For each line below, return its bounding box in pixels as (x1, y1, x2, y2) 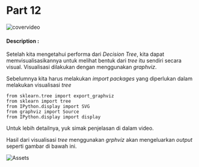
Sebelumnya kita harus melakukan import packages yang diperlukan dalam (6, 75, 193, 82)
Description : (6, 37, 40, 44)
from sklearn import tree (6, 99, 71, 105)
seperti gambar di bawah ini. (6, 142, 77, 150)
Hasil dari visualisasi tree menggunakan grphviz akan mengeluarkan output (6, 136, 193, 144)
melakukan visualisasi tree (6, 82, 72, 89)
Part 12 (6, 4, 41, 17)
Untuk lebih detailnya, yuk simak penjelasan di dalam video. (6, 124, 155, 132)
